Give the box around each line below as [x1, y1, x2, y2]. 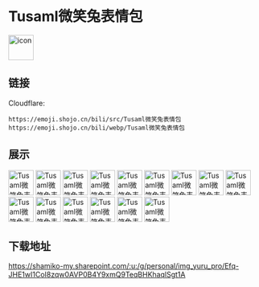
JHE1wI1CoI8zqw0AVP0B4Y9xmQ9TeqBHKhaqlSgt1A [8, 270, 186, 280]
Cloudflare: [8, 98, 46, 108]
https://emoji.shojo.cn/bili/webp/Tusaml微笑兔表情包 [8, 124, 185, 132]
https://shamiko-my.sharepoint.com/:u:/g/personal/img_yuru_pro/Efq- [8, 261, 240, 271]
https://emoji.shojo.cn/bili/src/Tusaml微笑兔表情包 [8, 115, 182, 123]
